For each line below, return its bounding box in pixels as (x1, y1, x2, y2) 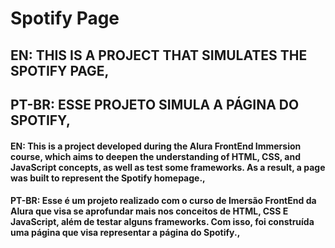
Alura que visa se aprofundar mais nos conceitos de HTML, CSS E (10, 205, 289, 217)
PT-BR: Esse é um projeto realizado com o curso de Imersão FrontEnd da (10, 195, 317, 207)
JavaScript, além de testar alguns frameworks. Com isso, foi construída (10, 216, 315, 228)
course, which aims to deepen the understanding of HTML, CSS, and (10, 150, 302, 162)
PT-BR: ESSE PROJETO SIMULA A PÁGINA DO (10, 96, 300, 113)
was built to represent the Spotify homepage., (10, 172, 206, 184)
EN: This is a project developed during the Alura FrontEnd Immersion (10, 140, 302, 152)
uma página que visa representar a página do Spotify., (10, 227, 241, 239)
